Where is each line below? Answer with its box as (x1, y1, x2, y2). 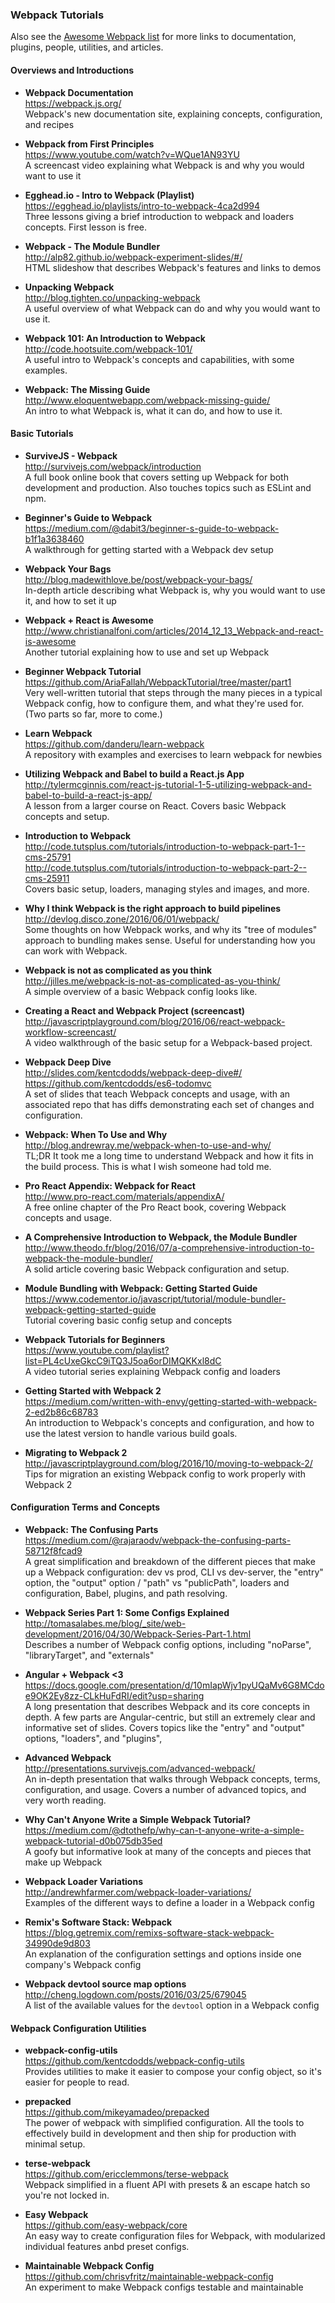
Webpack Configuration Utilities (10, 2022, 147, 2034)
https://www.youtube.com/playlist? (24, 1344, 170, 1356)
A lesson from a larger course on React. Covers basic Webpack (24, 799, 287, 812)
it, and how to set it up (24, 594, 117, 607)
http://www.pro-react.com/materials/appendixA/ (24, 1190, 225, 1202)
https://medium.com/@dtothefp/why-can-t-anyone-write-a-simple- (24, 1824, 305, 1836)
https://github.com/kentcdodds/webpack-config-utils (24, 2055, 245, 2067)
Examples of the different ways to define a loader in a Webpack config (24, 1896, 315, 1908)
